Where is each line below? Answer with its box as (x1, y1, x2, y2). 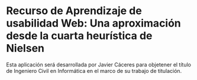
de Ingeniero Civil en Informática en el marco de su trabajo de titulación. (6, 67, 182, 74)
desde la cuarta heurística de (6, 29, 153, 42)
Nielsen (6, 42, 44, 55)
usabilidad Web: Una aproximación (6, 16, 182, 30)
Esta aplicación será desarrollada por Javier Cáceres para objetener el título (6, 61, 191, 68)
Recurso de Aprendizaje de (6, 4, 142, 18)
